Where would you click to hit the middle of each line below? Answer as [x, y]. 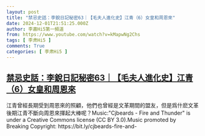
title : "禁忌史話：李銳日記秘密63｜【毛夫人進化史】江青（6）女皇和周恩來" [91, 18]
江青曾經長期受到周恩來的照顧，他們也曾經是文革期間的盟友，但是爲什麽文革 [103, 105]
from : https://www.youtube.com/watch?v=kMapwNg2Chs [73, 35]
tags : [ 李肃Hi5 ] [29, 40]
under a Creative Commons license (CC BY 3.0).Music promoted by [91, 120]
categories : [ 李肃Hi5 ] [37, 52]
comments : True [26, 46]
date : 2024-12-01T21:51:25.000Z [47, 23]
